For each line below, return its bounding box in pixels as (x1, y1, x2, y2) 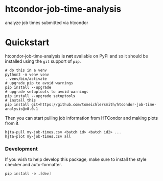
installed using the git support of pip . (5, 58, 81, 64)
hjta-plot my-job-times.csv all (5, 134, 71, 139)
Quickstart (5, 37, 50, 48)
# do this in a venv (5, 68, 47, 73)
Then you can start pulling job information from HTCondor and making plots (5, 115, 158, 121)
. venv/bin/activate (5, 76, 47, 81)
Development (5, 145, 38, 152)
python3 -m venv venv (5, 72, 49, 77)
